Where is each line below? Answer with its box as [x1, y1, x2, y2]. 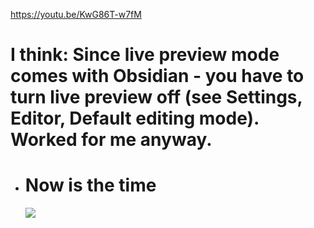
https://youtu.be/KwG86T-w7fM [10, 9, 142, 20]
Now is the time [24, 174, 157, 197]
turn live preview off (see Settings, [10, 86, 303, 109]
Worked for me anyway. [10, 129, 213, 151]
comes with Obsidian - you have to [10, 65, 305, 88]
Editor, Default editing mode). [10, 107, 260, 130]
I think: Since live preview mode [10, 44, 280, 66]
